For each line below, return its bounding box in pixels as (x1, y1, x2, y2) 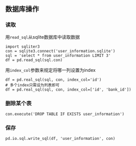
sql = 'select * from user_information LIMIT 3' (5, 53, 111, 58)
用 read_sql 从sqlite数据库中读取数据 (5, 34, 80, 40)
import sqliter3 (5, 44, 40, 49)
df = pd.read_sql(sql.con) (5, 57, 63, 63)
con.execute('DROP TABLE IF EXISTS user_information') (5, 111, 125, 116)
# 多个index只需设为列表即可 (5, 82, 60, 87)
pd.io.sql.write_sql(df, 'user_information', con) (5, 136, 116, 141)
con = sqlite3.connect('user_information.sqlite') (5, 48, 116, 53)
